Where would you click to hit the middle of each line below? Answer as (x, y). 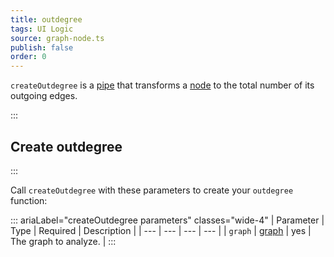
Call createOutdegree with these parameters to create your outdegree (152, 190)
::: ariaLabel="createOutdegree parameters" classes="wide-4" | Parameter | (167, 220)
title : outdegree (46, 19)
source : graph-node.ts (57, 38)
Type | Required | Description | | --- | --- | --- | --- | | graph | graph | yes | (161, 230)
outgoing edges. (44, 96)
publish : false (42, 47)
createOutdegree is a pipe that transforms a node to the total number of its (162, 85)
